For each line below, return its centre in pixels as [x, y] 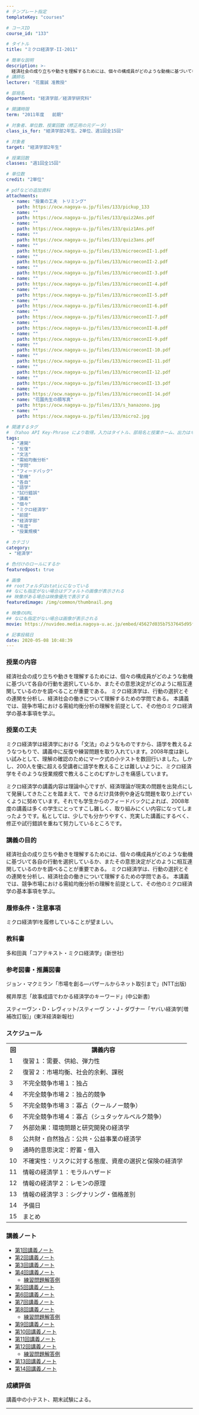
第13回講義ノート [36, 1361]
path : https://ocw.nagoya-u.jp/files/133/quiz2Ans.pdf [86, 218]
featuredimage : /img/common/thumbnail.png [59, 602]
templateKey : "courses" [36, 17]
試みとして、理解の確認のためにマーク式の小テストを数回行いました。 [97, 759]
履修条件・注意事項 [33, 908]
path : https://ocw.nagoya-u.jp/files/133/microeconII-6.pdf [92, 306]
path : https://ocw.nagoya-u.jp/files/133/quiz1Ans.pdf [86, 229]
